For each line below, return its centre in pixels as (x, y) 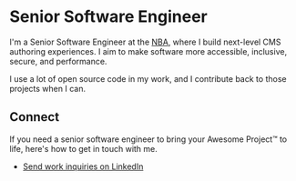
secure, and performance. (58, 61)
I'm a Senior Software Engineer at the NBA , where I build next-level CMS (145, 42)
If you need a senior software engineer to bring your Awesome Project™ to (148, 139)
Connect (35, 117)
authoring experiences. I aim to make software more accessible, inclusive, (148, 51)
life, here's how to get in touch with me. (83, 148)
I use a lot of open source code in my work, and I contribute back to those (148, 78)
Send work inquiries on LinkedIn (83, 166)
